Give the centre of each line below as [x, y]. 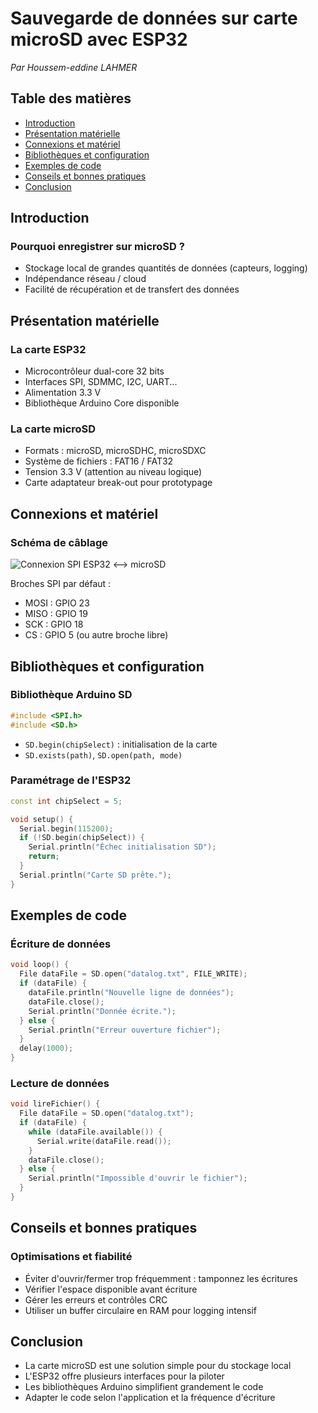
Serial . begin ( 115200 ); [66, 828]
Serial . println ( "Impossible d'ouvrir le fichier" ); [138, 1178]
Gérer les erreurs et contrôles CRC [96, 1299]
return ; [44, 857]
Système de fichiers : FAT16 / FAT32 [99, 461]
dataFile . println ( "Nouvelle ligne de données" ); [131, 993]
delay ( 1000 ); [46, 1048]
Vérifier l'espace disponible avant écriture [111, 1289]
